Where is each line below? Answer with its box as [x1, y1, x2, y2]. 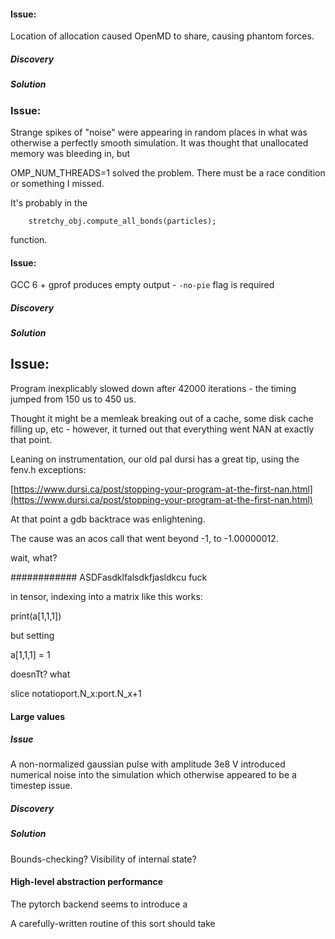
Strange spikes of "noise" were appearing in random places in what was [10, 126, 308, 138]
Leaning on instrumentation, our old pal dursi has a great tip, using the [10, 453, 300, 465]
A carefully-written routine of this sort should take [10, 918, 216, 930]
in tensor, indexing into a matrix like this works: [10, 590, 203, 602]
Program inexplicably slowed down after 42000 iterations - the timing [10, 382, 297, 394]
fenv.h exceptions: [10, 463, 87, 475]
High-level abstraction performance [10, 876, 164, 888]
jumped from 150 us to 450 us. [10, 393, 137, 405]
